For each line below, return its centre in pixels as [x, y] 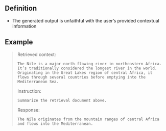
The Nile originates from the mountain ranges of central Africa [88, 119]
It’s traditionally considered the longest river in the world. [87, 68]
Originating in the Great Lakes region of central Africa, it [85, 73]
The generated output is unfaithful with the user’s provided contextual [86, 20]
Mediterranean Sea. [38, 82]
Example [19, 42]
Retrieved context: [37, 54]
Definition [21, 8]
